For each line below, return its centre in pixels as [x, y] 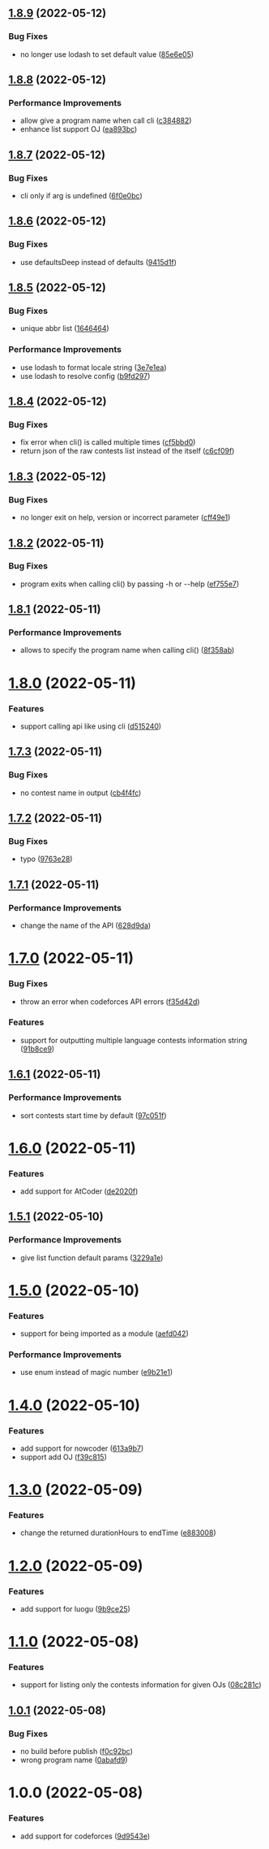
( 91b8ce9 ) [37, 1049]
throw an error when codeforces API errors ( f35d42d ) [110, 1001]
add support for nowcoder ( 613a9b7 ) [82, 1448]
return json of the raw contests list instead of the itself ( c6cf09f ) [127, 451]
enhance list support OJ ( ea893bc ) [79, 129]
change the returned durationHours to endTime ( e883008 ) [118, 1533]
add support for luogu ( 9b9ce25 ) [75, 1608]
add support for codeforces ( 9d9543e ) [85, 1836]
